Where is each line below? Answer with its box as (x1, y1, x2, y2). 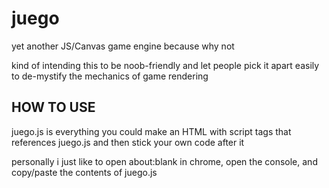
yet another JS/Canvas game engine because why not (11, 40, 235, 52)
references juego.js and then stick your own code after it (11, 136, 245, 148)
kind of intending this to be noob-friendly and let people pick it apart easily (11, 59, 320, 71)
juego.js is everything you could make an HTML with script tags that (11, 125, 292, 137)
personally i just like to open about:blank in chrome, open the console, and (11, 155, 318, 167)
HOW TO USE (11, 99, 96, 116)
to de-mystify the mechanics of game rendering (11, 70, 209, 82)
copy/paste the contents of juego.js (11, 166, 158, 178)
